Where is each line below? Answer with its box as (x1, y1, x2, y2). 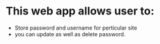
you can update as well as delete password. (14, 30, 126, 37)
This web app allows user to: (6, 4, 154, 18)
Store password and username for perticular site (14, 24, 137, 31)
